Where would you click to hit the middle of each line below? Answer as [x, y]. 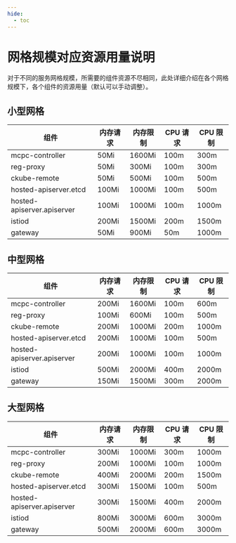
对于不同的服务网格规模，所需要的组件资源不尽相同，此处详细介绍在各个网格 [118, 78]
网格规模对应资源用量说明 [81, 57]
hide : [15, 14]
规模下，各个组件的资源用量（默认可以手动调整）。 [80, 87]
